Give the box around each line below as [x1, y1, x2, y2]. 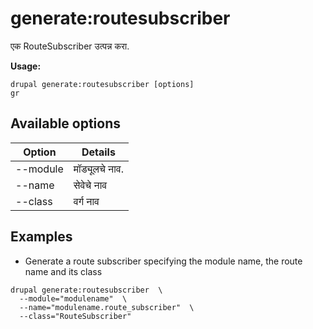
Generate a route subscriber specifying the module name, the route [24, 255, 303, 267]
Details [81, 145, 116, 159]
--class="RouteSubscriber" [19, 311, 132, 321]
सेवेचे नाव [73, 178, 108, 192]
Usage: [10, 60, 42, 72]
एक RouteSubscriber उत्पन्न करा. [10, 40, 130, 52]
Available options [10, 115, 122, 132]
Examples [10, 228, 73, 246]
